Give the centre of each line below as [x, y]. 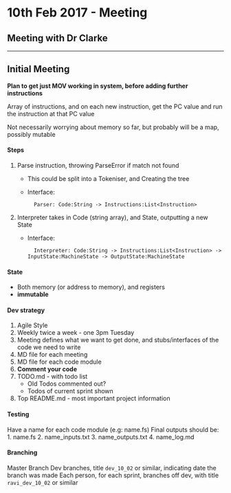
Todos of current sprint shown [70, 391]
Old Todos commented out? [67, 384]
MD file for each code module [59, 362]
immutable [33, 294]
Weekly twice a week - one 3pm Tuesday [76, 333]
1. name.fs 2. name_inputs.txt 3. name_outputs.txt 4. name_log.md [101, 437]
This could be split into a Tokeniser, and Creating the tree [108, 179]
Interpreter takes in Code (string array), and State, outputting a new [112, 217]
